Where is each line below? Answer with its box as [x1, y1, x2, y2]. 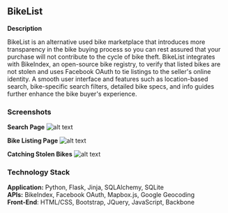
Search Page [7, 123, 45, 131]
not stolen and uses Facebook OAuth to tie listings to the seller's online [7, 67, 211, 75]
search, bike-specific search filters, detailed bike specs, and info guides [7, 82, 215, 90]
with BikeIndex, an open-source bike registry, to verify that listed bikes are [7, 59, 221, 68]
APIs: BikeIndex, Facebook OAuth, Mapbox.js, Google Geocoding [7, 191, 195, 199]
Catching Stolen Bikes [7, 150, 73, 159]
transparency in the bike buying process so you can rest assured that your [7, 45, 221, 53]
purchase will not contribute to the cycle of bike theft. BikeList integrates [7, 52, 215, 61]
